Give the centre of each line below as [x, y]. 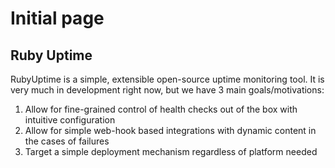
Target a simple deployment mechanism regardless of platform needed [171, 151]
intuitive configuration [70, 120]
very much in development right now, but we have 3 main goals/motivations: [167, 90]
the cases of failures [67, 141]
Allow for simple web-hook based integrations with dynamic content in [170, 130]
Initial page [57, 18]
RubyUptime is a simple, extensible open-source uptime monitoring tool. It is [167, 79]
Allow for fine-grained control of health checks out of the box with [161, 109]
